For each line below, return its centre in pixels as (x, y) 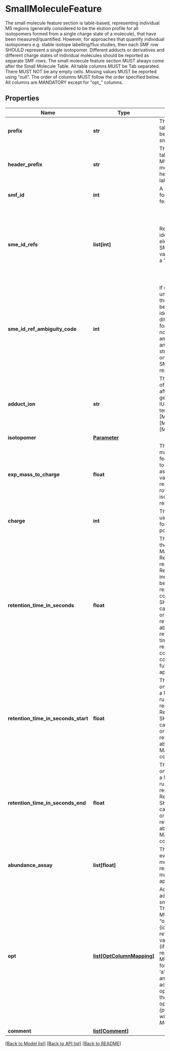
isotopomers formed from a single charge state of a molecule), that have (81, 34)
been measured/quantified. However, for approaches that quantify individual (85, 39)
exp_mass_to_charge (34, 474)
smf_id (16, 195)
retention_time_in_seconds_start (48, 718)
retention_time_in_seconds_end (47, 802)
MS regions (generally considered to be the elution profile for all (72, 28)
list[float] (104, 865)
